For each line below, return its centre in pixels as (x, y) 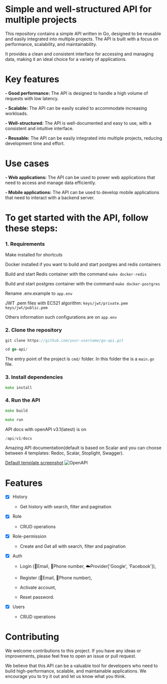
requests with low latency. (32, 98)
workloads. (17, 113)
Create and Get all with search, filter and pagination (73, 546)
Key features (32, 80)
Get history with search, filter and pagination (66, 507)
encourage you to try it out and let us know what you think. (66, 676)
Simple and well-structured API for (79, 9)
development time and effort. (35, 143)
